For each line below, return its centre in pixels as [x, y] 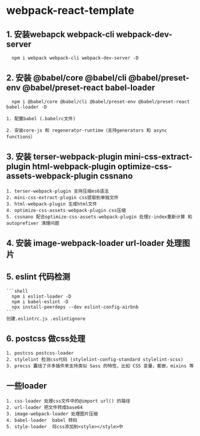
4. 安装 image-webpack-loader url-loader [85, 243]
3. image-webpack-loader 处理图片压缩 [52, 414]
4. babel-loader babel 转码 [42, 420]
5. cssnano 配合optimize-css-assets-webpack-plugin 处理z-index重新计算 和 [99, 217]
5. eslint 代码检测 [38, 277]
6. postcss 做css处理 [46, 339]
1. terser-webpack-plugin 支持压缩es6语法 [58, 191]
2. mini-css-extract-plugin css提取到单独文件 [62, 197]
